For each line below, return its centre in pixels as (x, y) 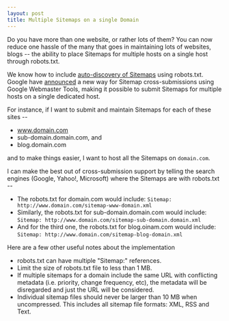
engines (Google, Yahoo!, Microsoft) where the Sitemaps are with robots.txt (113, 178)
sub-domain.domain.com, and (59, 137)
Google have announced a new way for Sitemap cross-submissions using (110, 81)
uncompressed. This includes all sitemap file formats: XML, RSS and (113, 304)
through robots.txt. (33, 61)
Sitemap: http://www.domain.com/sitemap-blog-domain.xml (100, 234)
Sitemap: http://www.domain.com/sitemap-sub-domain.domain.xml (109, 220)
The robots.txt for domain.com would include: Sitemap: (94, 198)
